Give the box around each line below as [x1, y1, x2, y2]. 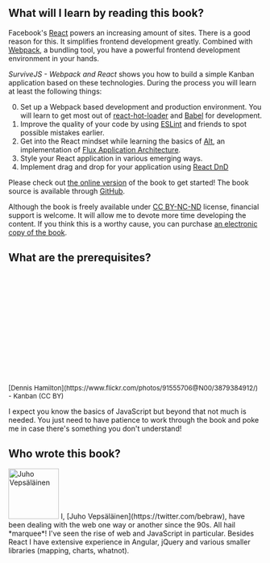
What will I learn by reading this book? [8, 6, 204, 20]
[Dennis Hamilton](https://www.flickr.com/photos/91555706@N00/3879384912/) [8, 383, 259, 392]
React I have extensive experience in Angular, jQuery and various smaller [8, 537, 251, 547]
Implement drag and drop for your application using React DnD [19, 161, 229, 172]
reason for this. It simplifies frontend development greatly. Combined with [8, 36, 253, 46]
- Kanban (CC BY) [8, 391, 64, 400]
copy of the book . [8, 227, 68, 237]
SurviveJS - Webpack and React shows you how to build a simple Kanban [8, 69, 255, 79]
